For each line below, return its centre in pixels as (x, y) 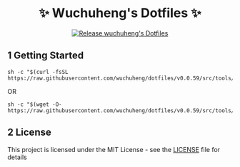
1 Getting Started (46, 56)
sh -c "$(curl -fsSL (38, 72)
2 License (29, 133)
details (17, 157)
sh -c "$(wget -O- (35, 104)
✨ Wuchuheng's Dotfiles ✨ (120, 13)
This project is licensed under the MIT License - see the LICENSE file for (114, 149)
